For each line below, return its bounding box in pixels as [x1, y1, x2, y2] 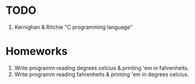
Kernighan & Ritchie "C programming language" [14, 23, 133, 31]
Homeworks [5, 44, 68, 58]
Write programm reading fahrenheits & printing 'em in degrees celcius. [14, 70, 189, 78]
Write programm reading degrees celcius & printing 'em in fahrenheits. [14, 64, 189, 71]
